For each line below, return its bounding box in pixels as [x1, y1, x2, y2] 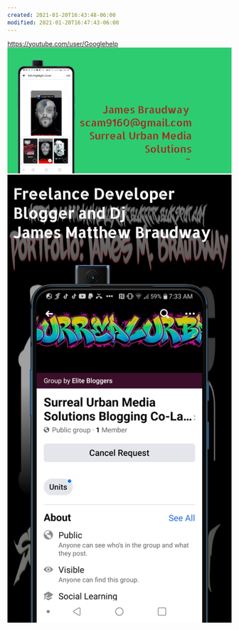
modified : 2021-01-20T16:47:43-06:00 [7, 18, 119, 26]
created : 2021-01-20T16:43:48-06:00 [7, 11, 116, 18]
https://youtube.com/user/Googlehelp [7, 39, 119, 48]
